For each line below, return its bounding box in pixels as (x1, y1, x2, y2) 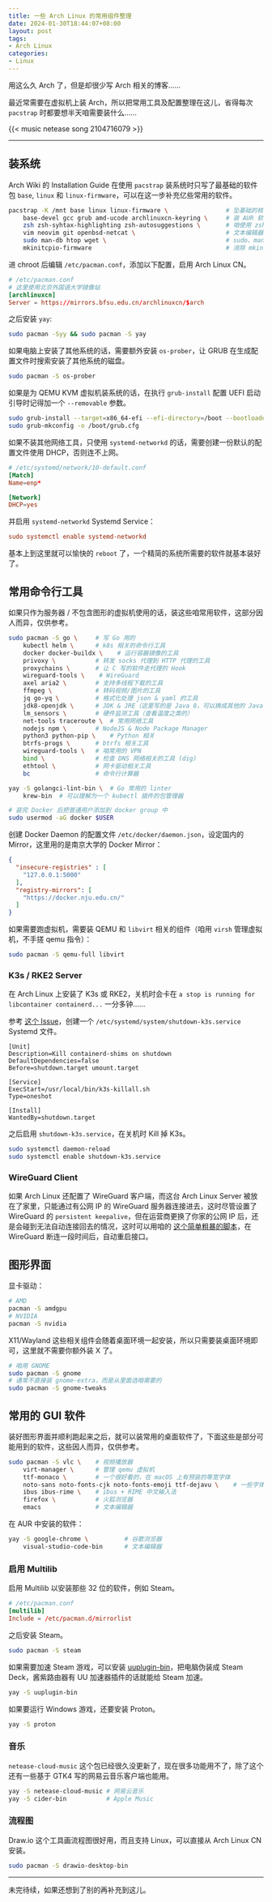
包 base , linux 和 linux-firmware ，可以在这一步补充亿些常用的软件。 (8, 190, 237, 199)
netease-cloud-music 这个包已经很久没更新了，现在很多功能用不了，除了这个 (8, 1760, 264, 1771)
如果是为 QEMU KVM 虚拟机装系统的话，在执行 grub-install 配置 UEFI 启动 (8, 388, 261, 398)
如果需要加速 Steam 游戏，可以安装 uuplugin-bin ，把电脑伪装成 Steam (8, 1662, 244, 1672)
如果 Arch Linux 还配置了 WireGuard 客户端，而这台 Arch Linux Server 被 (8, 1191, 251, 1201)
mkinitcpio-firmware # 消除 (23, 244, 245, 252)
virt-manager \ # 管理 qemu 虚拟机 (23, 1465, 155, 1473)
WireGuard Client (8, 1172, 79, 1183)
